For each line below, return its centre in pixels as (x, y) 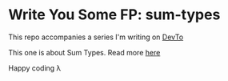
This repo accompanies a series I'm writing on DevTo (96, 37)
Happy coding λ (35, 68)
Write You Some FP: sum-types (114, 15)
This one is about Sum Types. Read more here (84, 52)
